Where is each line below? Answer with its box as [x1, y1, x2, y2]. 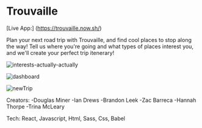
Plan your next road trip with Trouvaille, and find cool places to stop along [6, 36, 192, 43]
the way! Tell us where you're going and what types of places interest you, [6, 43, 194, 50]
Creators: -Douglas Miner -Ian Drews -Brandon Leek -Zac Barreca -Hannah [6, 96, 197, 104]
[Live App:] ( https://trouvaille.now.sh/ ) [6, 24, 102, 32]
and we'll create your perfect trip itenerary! [6, 49, 115, 56]
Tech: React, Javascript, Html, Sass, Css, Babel [6, 115, 126, 122]
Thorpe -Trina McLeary [6, 102, 65, 110]
